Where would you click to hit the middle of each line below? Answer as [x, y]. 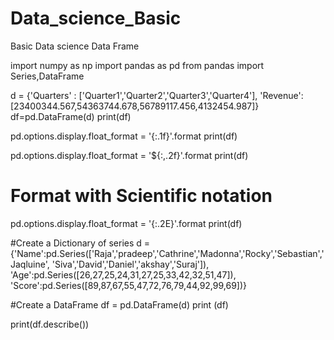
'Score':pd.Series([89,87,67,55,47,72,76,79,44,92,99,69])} [129, 285]
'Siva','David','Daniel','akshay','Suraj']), [130, 264]
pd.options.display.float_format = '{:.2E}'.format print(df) [126, 223]
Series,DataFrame [47, 76]
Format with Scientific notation [141, 196]
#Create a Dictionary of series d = [80, 243]
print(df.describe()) [50, 324]
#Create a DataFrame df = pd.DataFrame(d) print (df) [119, 304]
